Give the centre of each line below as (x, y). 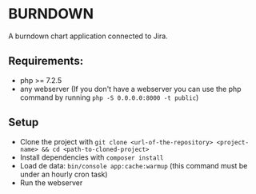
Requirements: (46, 61)
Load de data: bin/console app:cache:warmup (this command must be (134, 165)
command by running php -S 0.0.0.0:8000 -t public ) (109, 97)
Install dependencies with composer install (92, 157)
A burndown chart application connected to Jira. (88, 36)
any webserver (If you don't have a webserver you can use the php (130, 89)
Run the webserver (51, 182)
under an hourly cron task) (64, 174)
